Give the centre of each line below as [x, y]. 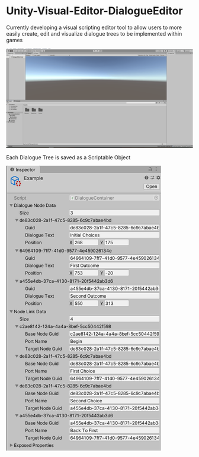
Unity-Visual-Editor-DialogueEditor [94, 11]
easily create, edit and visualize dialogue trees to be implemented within [94, 33]
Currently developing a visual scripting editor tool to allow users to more [94, 27]
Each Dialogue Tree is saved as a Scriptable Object [68, 157]
